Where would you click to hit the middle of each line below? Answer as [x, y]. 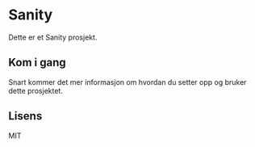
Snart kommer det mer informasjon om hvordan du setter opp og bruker [127, 82]
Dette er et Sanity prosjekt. [53, 37]
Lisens [25, 116]
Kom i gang [37, 63]
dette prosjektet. [36, 90]
